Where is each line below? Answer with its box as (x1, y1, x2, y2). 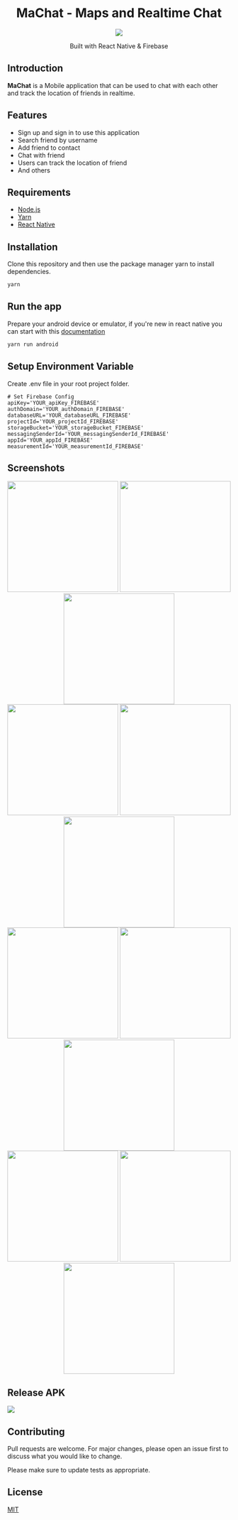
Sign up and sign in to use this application (17, 128, 140, 136)
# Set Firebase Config (7, 393, 74, 400)
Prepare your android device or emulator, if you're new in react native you (7, 319, 223, 328)
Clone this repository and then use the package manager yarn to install (7, 260, 215, 268)
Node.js (17, 205, 41, 214)
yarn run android (7, 341, 59, 348)
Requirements (7, 186, 71, 198)
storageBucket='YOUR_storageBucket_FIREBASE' (7, 424, 144, 431)
